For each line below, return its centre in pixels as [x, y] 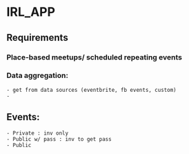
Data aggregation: [37, 75]
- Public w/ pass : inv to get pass [59, 139]
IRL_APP [31, 12]
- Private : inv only [38, 133]
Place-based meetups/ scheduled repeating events [94, 57]
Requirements [37, 38]
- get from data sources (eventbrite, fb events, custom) [91, 90]
